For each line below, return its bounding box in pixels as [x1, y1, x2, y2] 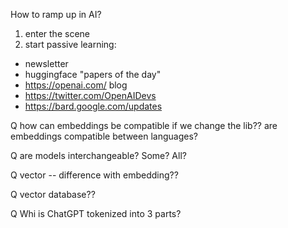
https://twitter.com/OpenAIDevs [24, 90, 157, 101]
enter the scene [24, 28, 90, 39]
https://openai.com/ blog [24, 79, 128, 91]
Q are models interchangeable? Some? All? [10, 150, 187, 161]
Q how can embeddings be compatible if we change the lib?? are [10, 120, 278, 131]
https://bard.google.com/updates [24, 100, 163, 112]
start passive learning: [24, 39, 117, 50]
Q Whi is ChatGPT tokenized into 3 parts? [10, 208, 182, 219]
